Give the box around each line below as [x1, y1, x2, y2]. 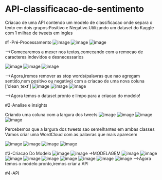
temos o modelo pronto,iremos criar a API [5, 160, 89, 166]
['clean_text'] [5, 83, 32, 89]
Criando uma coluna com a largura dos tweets [5, 111, 98, 118]
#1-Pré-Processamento [5, 39, 52, 45]
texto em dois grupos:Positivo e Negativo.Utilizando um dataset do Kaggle [5, 24, 154, 30]
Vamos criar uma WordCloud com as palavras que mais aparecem [5, 131, 138, 137]
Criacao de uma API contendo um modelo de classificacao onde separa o [5, 20, 153, 25]
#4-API [5, 170, 19, 176]
